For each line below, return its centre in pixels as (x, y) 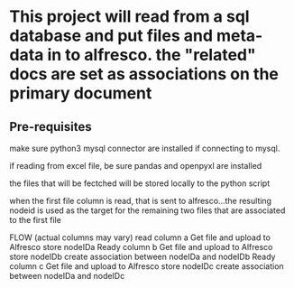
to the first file (35, 220)
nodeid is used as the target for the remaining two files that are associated (147, 210)
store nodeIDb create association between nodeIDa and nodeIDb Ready (142, 256)
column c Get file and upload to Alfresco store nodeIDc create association (147, 266)
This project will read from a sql (129, 17)
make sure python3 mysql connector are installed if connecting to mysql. (145, 148)
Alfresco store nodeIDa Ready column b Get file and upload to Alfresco (141, 247)
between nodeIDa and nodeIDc (67, 276)
